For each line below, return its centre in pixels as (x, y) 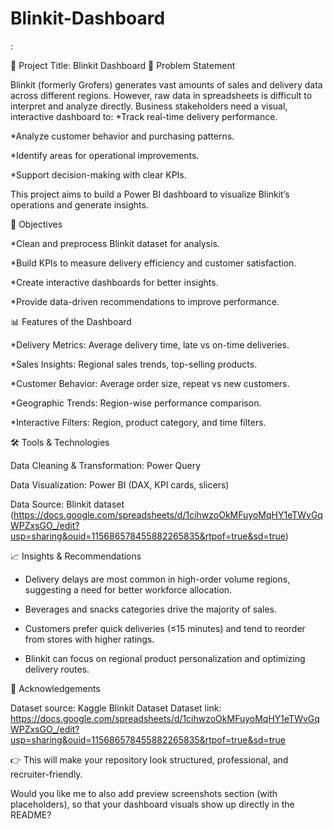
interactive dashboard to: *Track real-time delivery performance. (144, 116)
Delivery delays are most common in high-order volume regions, (157, 579)
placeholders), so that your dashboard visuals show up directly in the (152, 804)
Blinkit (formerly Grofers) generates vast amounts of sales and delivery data (166, 84)
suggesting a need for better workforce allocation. (128, 589)
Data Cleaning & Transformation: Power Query (106, 465)
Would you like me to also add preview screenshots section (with (144, 793)
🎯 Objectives (36, 224)
